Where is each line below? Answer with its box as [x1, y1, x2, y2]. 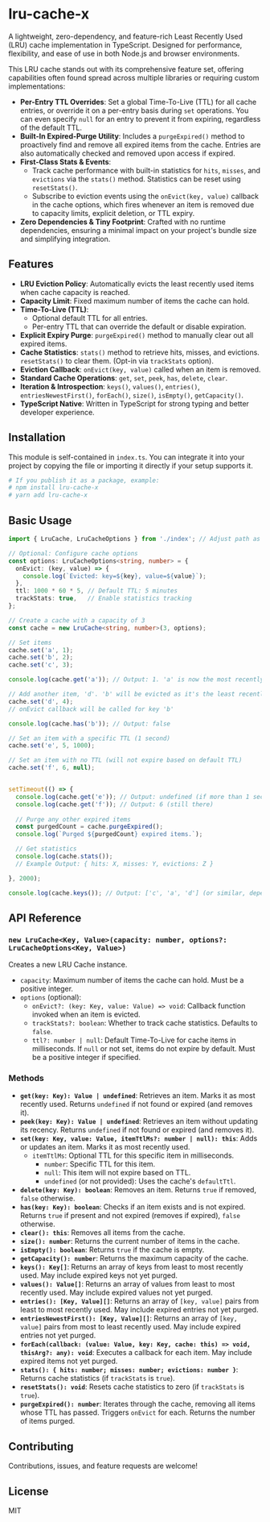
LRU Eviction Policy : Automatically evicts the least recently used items [19, 279, 255, 289]
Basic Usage [8, 514, 72, 527]
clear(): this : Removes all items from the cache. [19, 1228, 186, 1237]
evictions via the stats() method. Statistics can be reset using [31, 174, 241, 184]
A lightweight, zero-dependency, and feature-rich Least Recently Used [8, 31, 243, 41]
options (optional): [19, 992, 82, 1002]
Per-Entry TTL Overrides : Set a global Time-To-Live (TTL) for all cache [19, 97, 257, 106]
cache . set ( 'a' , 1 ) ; [8, 646, 74, 654]
